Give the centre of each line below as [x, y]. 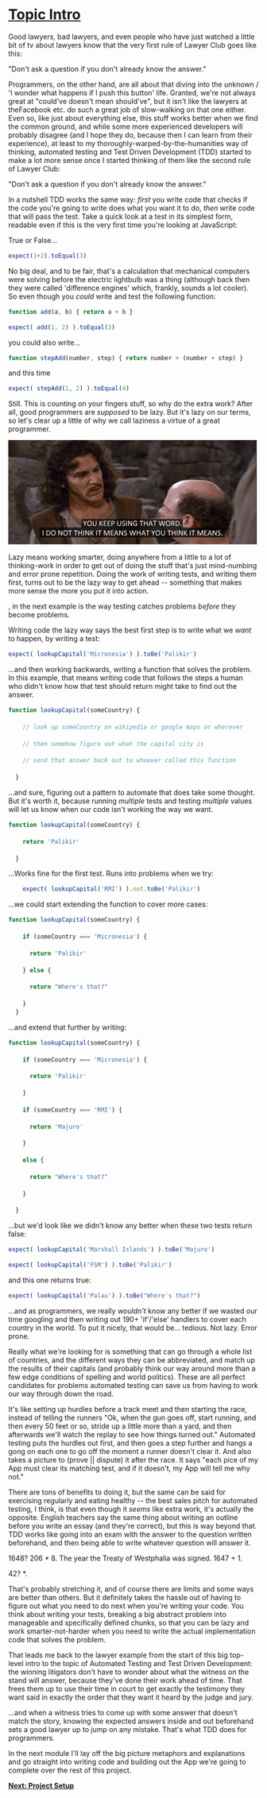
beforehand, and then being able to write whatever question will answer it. [130, 1542]
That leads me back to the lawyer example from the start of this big [118, 1655]
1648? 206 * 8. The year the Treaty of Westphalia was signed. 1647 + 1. [126, 1558]
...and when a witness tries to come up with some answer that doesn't [123, 1712]
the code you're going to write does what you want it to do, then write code [132, 207]
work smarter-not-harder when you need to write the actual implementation [132, 1631]
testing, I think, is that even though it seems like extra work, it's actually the [131, 1509]
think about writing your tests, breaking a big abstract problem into [117, 1614]
